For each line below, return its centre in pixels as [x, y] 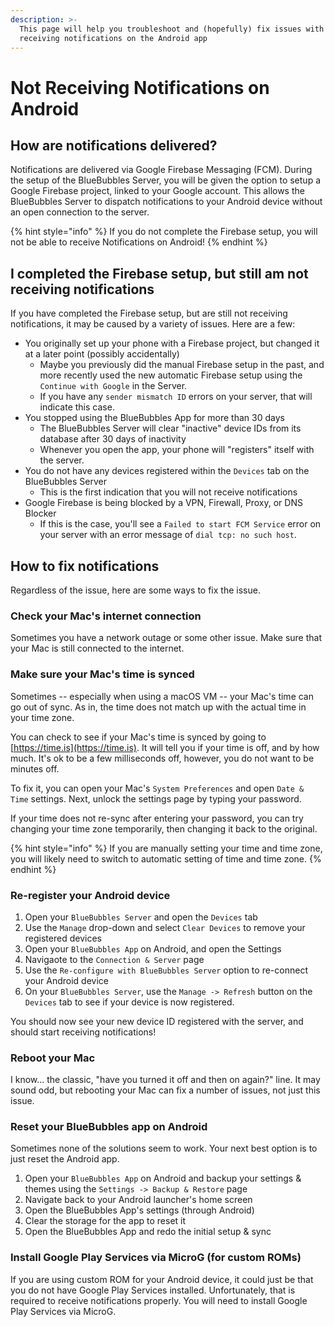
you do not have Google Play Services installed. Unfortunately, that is [153, 1290]
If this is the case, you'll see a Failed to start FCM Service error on [180, 524]
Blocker [40, 513]
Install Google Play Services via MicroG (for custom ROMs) [156, 1258]
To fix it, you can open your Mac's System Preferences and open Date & [157, 788]
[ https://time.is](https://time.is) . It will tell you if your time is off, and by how [165, 747]
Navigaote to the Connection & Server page [114, 959]
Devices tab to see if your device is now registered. [129, 1002]
